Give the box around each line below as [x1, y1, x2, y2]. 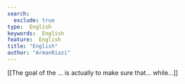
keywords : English [7, 29, 65, 37]
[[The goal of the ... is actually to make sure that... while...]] [7, 68, 178, 77]
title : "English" [7, 43, 58, 50]
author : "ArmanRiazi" [7, 50, 71, 57]
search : [7, 10, 30, 17]
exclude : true [13, 17, 55, 24]
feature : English [7, 36, 61, 43]
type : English [7, 23, 52, 30]
